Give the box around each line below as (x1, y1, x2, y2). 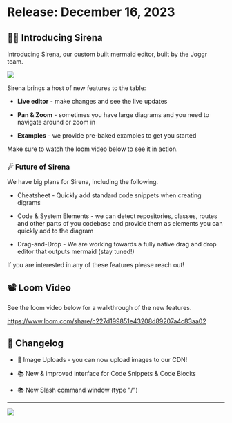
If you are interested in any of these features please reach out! (7, 261, 185, 269)
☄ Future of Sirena (7, 162, 70, 172)
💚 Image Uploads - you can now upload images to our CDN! (17, 355, 188, 363)
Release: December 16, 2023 (7, 4, 175, 20)
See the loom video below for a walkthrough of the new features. (7, 304, 192, 312)
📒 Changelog (7, 337, 64, 349)
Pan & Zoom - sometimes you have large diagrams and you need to (17, 111, 209, 118)
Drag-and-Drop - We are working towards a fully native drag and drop (17, 240, 217, 249)
